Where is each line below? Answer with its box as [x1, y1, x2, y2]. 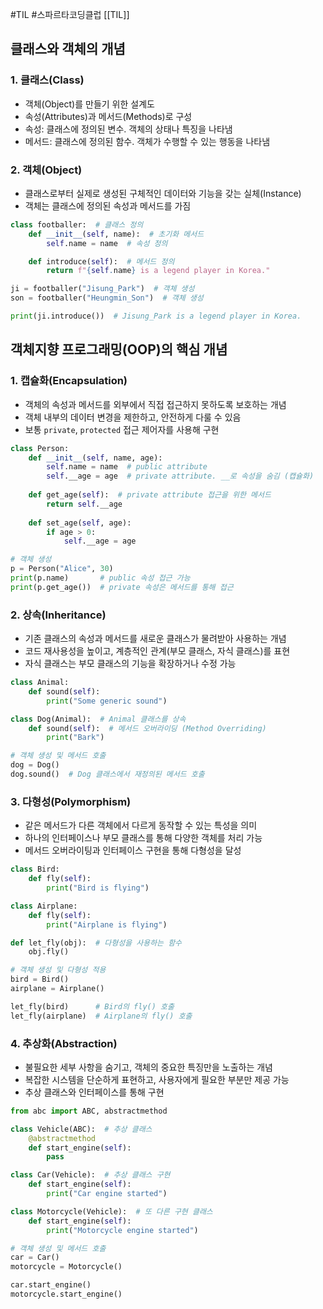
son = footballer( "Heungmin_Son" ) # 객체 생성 [10, 293, 204, 303]
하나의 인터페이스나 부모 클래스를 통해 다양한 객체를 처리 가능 [24, 832, 263, 844]
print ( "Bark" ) [46, 733, 105, 743]
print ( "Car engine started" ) [46, 1189, 168, 1199]
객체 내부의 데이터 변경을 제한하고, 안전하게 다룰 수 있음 [24, 411, 242, 423]
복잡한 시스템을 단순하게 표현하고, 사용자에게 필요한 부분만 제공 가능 [24, 1073, 290, 1085]
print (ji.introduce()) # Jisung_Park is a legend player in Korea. [10, 311, 302, 322]
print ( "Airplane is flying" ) [46, 919, 168, 930]
